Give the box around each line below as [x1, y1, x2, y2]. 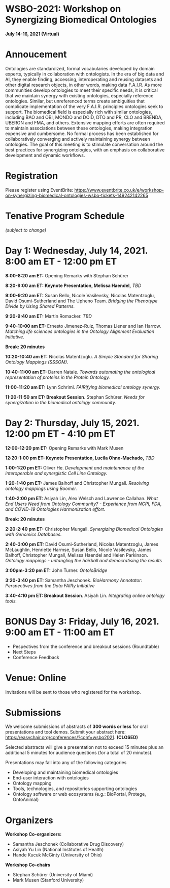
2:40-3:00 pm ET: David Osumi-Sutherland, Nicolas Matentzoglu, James [5, 541, 159, 547]
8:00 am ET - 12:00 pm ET [5, 255, 117, 267]
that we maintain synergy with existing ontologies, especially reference [5, 92, 154, 98]
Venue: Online [5, 672, 66, 684]
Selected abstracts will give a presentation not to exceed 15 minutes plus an [5, 744, 164, 750]
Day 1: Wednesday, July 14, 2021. [5, 245, 148, 256]
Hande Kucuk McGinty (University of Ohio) [12, 852, 103, 858]
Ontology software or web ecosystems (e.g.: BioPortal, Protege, [12, 791, 146, 797]
